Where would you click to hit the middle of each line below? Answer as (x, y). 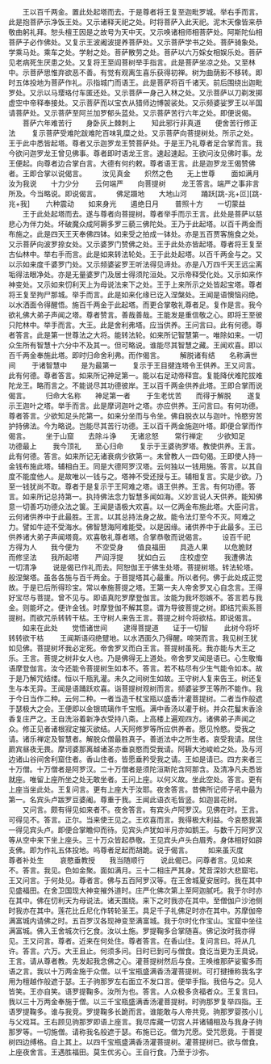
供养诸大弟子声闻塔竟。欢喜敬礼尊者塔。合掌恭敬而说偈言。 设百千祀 (129, 537)
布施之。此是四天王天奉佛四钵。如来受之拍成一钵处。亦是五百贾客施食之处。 (135, 234)
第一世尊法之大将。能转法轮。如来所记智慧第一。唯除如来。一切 (156, 335)
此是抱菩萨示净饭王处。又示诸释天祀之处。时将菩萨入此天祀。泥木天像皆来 (132, 22)
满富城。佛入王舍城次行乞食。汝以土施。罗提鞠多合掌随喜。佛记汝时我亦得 (132, 931)
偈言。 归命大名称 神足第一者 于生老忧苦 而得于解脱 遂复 (135, 395)
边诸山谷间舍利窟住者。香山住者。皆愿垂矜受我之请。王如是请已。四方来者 (132, 759)
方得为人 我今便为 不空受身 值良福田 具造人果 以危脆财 (130, 547)
